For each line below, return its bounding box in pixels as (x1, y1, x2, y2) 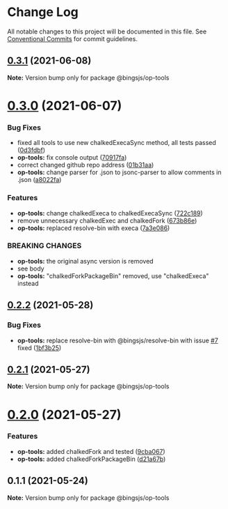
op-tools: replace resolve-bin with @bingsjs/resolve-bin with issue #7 (17, 336, 219, 344)
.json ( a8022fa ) (17, 176, 62, 184)
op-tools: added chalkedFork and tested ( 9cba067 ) (17, 447, 165, 455)
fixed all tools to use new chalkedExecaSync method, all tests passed (17, 139, 217, 147)
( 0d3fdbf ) (17, 146, 46, 154)
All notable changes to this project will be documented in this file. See (7, 27, 207, 36)
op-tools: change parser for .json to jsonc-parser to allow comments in (17, 168, 222, 176)
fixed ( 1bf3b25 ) (17, 343, 62, 352)
